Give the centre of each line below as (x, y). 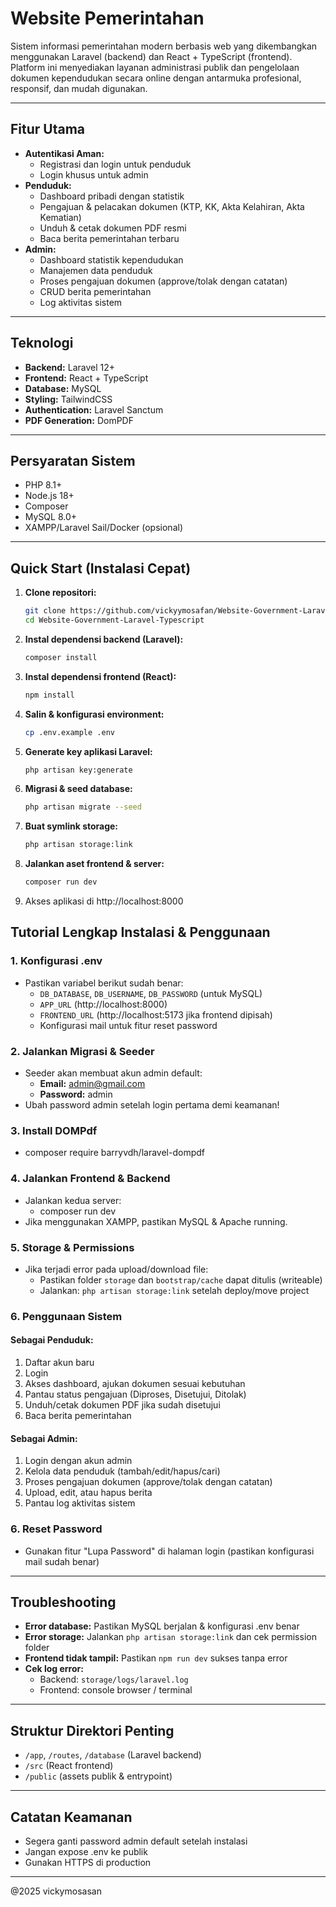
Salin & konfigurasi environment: (94, 714)
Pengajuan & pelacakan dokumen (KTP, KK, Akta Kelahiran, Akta (172, 206)
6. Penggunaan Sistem (66, 1316)
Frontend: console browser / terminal (116, 1690)
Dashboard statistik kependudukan (111, 259)
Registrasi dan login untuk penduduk (115, 164)
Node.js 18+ (49, 496)
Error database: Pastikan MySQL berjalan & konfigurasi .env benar (162, 1626)
